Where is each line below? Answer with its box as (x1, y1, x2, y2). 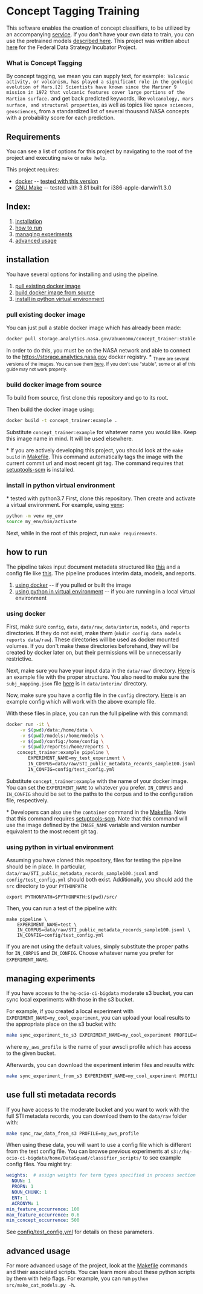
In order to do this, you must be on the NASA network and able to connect (6, 346, 191, 354)
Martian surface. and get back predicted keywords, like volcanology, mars (6, 95, 194, 102)
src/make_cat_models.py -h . (6, 1281, 76, 1289)
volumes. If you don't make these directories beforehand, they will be (6, 642, 179, 649)
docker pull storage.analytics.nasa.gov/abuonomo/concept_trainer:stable (6, 335, 196, 342)
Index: (6, 202, 31, 212)
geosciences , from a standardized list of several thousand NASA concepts (6, 108, 190, 115)
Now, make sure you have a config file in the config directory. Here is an (6, 692, 186, 699)
